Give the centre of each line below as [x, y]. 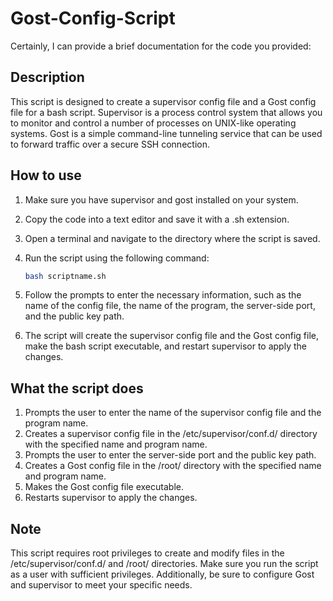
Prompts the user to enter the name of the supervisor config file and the [173, 413]
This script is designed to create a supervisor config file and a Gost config [163, 101]
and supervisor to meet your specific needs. [101, 585]
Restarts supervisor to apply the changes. [111, 498]
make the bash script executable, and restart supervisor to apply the [165, 346]
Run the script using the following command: [117, 258]
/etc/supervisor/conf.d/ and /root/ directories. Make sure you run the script [164, 564]
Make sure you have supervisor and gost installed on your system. [161, 199]
